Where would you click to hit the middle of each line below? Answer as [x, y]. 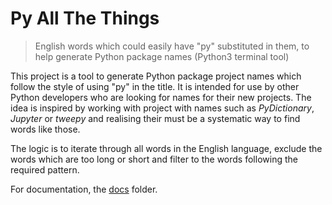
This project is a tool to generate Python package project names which [156, 76]
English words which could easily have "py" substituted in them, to [172, 46]
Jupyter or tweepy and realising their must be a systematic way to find [155, 118]
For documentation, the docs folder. [84, 189]
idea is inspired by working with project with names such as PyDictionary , [162, 108]
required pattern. [45, 169]
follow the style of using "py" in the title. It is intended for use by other [155, 86]
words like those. [45, 129]
